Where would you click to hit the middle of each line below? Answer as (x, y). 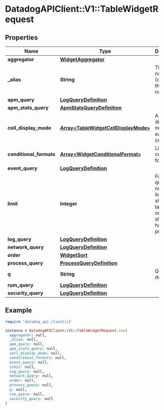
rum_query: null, (27, 394)
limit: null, (23, 367)
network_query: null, (31, 376)
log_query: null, (27, 371)
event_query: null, (29, 362)
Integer (69, 204)
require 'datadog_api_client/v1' (39, 321)
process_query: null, (31, 385)
